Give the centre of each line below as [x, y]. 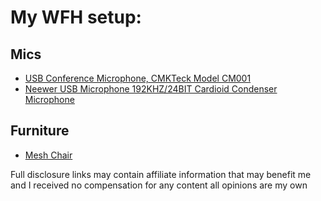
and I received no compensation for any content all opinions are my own [159, 185]
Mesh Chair [48, 155]
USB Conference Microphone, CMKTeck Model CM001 [138, 78]
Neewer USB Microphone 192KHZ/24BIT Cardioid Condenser [151, 89]
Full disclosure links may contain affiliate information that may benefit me [161, 174]
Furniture [40, 131]
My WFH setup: [76, 17]
